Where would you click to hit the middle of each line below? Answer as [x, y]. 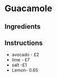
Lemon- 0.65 [25, 70]
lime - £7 [21, 60]
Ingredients [23, 27]
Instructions [24, 43]
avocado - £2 [25, 55]
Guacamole [28, 9]
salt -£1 [19, 65]
